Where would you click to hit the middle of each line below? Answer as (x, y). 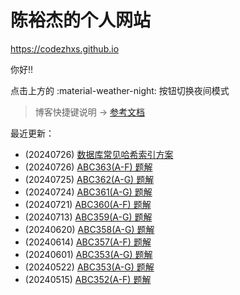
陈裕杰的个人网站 (81, 20)
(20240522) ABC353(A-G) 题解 (89, 267)
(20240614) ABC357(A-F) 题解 (88, 242)
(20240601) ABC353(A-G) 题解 (88, 254)
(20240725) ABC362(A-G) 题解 (89, 179)
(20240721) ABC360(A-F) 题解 (88, 204)
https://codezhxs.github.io (65, 48)
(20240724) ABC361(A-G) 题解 (88, 192)
